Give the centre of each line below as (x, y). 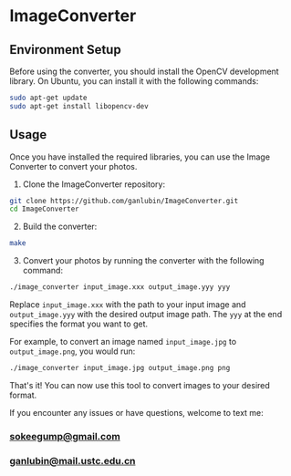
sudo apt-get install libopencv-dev (79, 106)
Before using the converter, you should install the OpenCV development (145, 71)
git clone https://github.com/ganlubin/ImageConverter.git (124, 201)
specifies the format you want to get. (79, 324)
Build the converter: (60, 227)
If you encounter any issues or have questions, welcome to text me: (137, 412)
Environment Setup (65, 50)
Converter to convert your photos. (73, 166)
